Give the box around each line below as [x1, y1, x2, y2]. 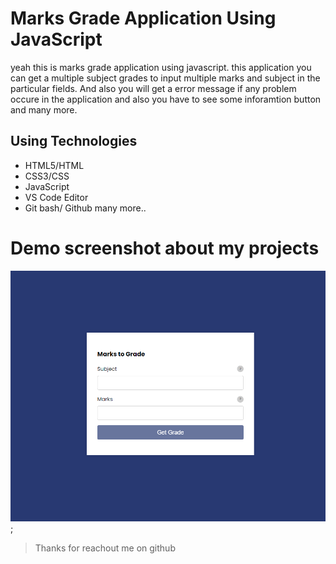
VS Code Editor [24, 191, 89, 203]
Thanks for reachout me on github [34, 542, 176, 554]
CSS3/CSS [24, 170, 70, 182]
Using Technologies [10, 133, 138, 150]
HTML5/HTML [24, 159, 85, 171]
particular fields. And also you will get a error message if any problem [10, 82, 297, 94]
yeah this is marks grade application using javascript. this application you [10, 61, 312, 73]
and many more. [10, 103, 78, 116]
